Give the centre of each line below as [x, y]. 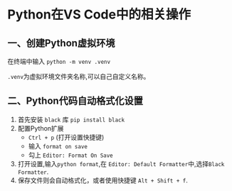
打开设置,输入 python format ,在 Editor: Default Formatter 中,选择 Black [121, 163]
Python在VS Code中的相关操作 [99, 15]
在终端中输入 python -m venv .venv [59, 61]
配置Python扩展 [41, 128]
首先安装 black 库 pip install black [71, 119]
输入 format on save [58, 146]
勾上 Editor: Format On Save [71, 155]
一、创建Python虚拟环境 [61, 43]
